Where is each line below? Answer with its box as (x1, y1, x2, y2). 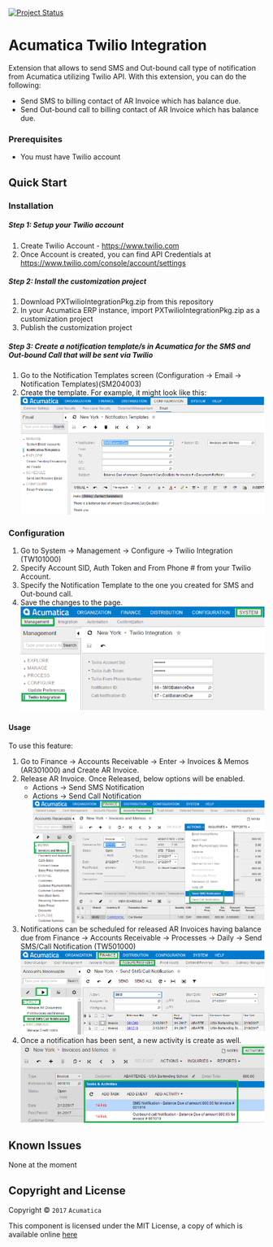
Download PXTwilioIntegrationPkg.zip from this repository (19, 297, 214, 306)
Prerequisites (8, 133, 63, 145)
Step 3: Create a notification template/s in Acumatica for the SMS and (8, 341, 251, 351)
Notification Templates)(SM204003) (19, 379, 142, 389)
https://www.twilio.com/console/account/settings (19, 258, 187, 267)
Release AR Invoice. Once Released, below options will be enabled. (19, 773, 245, 784)
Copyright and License (8, 1184, 126, 1197)
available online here (8, 1230, 78, 1240)
